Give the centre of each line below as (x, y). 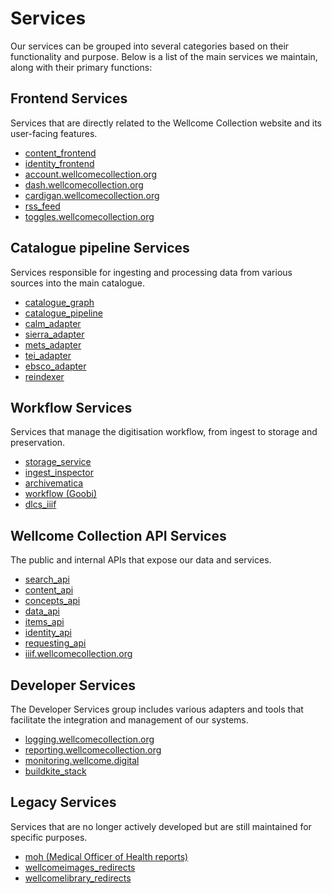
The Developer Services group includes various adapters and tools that (157, 709)
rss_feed (42, 206)
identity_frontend (59, 163)
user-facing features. (54, 133)
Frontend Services (69, 98)
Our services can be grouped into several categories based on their (150, 46)
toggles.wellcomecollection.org (89, 216)
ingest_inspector (59, 473)
